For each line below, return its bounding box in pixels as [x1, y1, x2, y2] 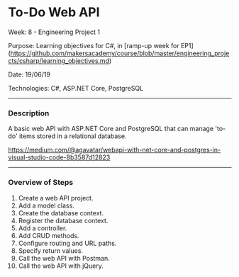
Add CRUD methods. [18, 231, 79, 239]
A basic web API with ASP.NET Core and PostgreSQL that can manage [8, 125, 214, 133]
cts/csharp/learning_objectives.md [8, 56, 109, 64]
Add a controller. [18, 224, 67, 232]
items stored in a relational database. [18, 132, 127, 140]
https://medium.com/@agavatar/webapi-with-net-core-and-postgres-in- [8, 146, 221, 154]
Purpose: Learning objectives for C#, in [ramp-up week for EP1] [8, 41, 194, 50]
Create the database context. [18, 208, 104, 217]
